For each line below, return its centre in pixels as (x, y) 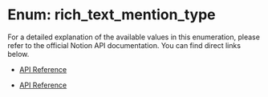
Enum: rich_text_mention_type (112, 15)
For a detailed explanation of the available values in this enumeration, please (134, 37)
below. (18, 54)
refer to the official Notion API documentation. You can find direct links (124, 45)
